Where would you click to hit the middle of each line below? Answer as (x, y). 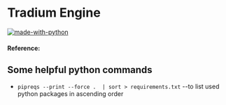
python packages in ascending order (70, 94)
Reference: (24, 48)
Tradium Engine (54, 13)
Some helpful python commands (80, 70)
